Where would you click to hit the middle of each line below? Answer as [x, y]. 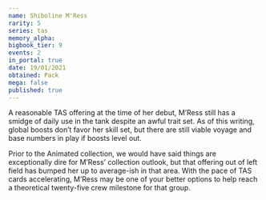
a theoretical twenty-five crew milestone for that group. [99, 188]
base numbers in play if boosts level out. [75, 138]
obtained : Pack [34, 75]
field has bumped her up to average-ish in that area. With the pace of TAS [130, 171]
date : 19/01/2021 [37, 68]
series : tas [28, 30]
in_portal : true [35, 61]
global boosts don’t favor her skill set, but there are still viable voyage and [130, 130]
